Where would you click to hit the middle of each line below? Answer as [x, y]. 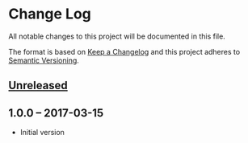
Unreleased [38, 86]
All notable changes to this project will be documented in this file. [117, 36]
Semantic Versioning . [44, 60]
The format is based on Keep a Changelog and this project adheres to [124, 51]
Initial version [42, 133]
